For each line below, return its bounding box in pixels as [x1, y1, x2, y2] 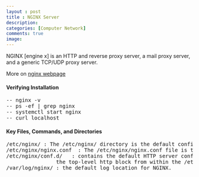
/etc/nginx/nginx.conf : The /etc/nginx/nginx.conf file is [6, 147, 188, 154]
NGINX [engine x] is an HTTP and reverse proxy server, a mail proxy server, [6, 53, 191, 59]
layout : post [6, 8, 41, 15]
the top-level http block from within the [56, 159, 182, 166]
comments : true [6, 31, 44, 37]
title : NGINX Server [6, 14, 60, 20]
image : [6, 36, 23, 42]
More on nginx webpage [6, 70, 66, 77]
